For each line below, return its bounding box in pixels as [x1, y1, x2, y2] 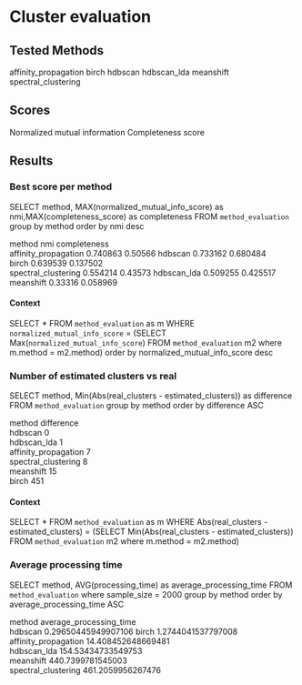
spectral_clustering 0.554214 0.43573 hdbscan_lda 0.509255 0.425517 [9, 267, 277, 278]
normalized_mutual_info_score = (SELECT [9, 327, 166, 338]
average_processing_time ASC [9, 599, 125, 609]
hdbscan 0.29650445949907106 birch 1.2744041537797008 [9, 626, 238, 637]
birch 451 [9, 476, 45, 486]
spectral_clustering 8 [9, 457, 88, 467]
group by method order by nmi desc [9, 220, 145, 231]
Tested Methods [9, 43, 105, 58]
